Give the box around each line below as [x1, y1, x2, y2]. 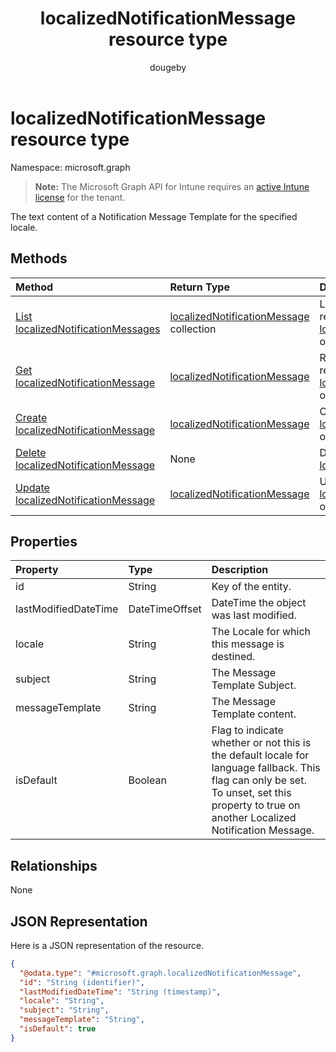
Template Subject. [211, 678, 297, 692]
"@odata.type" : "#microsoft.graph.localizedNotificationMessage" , [19, 968, 302, 978]
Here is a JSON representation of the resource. [10, 939, 205, 951]
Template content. [211, 707, 297, 721]
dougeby [149, 61, 187, 73]
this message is [211, 637, 285, 651]
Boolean [128, 773, 167, 787]
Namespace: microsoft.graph [10, 161, 131, 173]
